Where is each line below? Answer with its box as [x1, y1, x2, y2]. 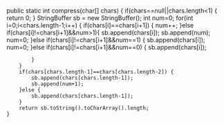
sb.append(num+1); [31, 81, 84, 87]
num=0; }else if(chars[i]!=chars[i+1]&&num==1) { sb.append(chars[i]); [6, 36, 205, 44]
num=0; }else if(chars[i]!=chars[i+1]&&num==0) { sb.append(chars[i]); [6, 43, 207, 51]
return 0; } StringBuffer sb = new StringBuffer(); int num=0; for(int [6, 14, 194, 22]
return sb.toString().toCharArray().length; [19, 105, 149, 112]
